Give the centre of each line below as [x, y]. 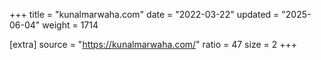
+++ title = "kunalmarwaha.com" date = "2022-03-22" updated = [144, 14]
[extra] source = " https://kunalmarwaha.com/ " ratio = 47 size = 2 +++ [153, 44]
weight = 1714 [70, 25]
